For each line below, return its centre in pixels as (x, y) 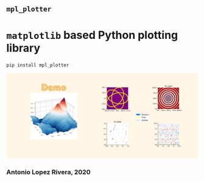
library (23, 48)
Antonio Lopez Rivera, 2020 (48, 172)
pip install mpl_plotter (38, 65)
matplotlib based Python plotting (92, 35)
